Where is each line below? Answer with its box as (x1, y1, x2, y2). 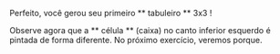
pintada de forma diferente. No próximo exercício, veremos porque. (9, 35, 263, 45)
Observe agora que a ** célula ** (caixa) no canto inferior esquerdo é (9, 25, 271, 35)
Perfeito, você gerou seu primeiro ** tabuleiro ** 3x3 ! (9, 8, 213, 18)
